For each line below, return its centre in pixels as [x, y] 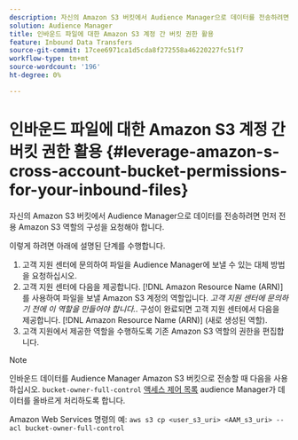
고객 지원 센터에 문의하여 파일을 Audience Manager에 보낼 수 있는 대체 [145, 264]
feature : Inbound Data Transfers [71, 42]
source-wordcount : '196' [55, 67]
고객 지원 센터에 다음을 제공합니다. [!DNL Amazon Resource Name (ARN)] [153, 287]
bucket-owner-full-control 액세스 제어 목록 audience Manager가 [159, 389]
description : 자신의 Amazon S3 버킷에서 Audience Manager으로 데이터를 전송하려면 [149, 17]
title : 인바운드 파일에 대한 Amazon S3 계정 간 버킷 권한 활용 [112, 34]
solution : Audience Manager [61, 26]
